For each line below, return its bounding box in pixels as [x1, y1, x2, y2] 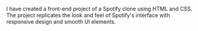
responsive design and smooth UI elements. [6, 18, 116, 25]
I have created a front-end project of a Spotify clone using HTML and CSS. [6, 5, 193, 12]
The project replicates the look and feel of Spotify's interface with [6, 12, 171, 19]
